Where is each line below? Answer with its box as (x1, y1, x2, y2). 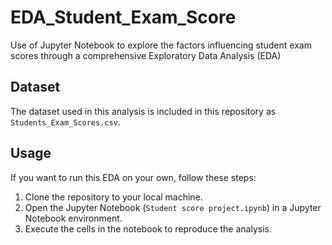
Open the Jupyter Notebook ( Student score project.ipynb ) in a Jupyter (24, 201, 322, 213)
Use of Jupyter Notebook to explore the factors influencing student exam (10, 39, 312, 51)
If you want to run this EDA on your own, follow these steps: (10, 171, 257, 183)
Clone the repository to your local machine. (24, 191, 203, 203)
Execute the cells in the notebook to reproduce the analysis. (24, 222, 272, 235)
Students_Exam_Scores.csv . (10, 116, 121, 128)
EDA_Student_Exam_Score (10, 6, 237, 29)
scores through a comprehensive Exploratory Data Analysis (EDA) (10, 49, 282, 61)
